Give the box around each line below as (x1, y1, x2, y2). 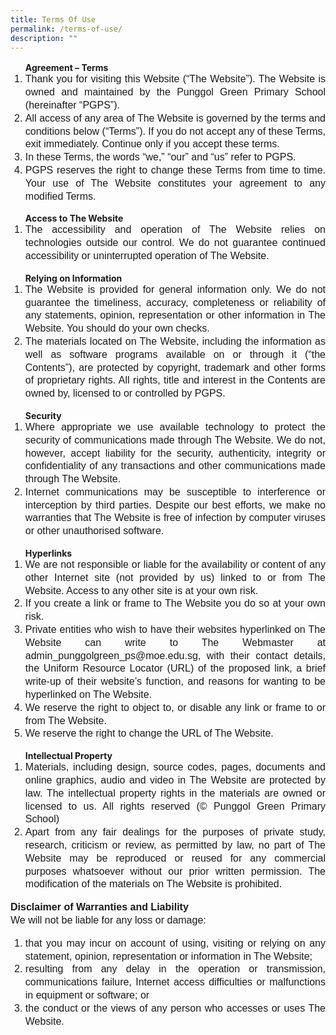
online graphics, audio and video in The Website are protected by (24, 774, 326, 786)
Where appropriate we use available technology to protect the (24, 421, 326, 433)
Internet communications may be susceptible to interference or (24, 486, 326, 498)
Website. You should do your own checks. (24, 322, 210, 335)
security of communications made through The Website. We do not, (24, 434, 326, 446)
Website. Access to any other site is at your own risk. (24, 584, 259, 596)
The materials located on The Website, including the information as (24, 335, 326, 347)
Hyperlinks (24, 547, 73, 560)
